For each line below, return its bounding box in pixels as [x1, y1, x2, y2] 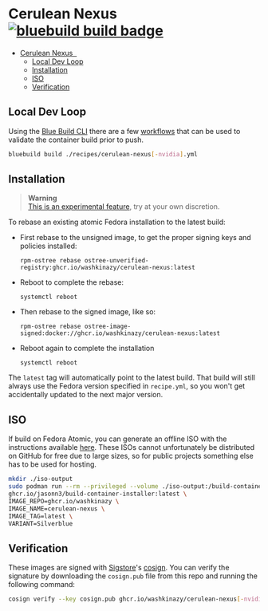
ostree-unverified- [84, 257, 149, 265]
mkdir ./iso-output [8, 475, 73, 483]
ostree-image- [84, 322, 132, 331]
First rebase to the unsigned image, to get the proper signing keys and [19, 233, 251, 242]
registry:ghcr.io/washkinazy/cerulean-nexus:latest [19, 264, 195, 272]
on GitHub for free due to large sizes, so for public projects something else [8, 451, 254, 461]
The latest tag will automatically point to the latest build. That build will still [8, 373, 255, 383]
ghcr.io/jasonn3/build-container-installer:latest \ [8, 490, 187, 498]
